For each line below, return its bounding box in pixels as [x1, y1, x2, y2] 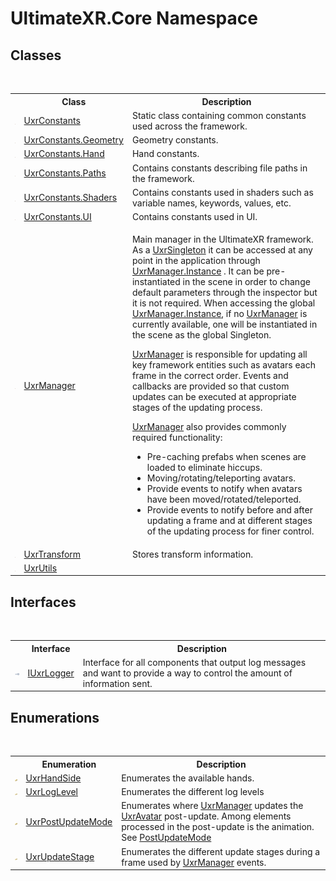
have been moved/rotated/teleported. [146, 493, 302, 506]
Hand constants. [131, 148, 200, 160]
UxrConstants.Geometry [23, 134, 124, 146]
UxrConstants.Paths [23, 167, 107, 179]
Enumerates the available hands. [121, 772, 255, 784]
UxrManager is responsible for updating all [131, 348, 308, 361]
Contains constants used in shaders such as [131, 186, 314, 198]
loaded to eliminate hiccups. [146, 462, 263, 474]
